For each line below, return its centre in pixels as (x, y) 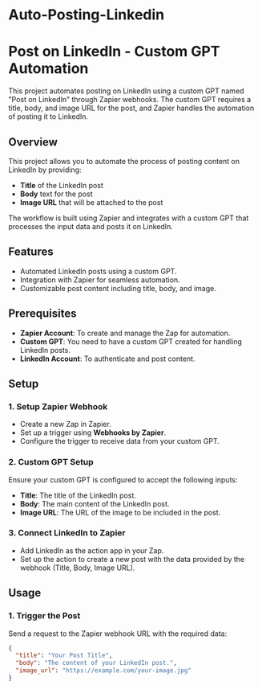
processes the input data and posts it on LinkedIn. (91, 226)
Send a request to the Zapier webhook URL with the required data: (118, 634)
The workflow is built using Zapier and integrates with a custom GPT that (129, 218)
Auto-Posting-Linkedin (87, 15)
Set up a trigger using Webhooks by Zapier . (93, 433)
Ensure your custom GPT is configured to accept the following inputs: (123, 479)
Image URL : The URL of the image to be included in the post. (120, 512)
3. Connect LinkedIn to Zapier (67, 533)
